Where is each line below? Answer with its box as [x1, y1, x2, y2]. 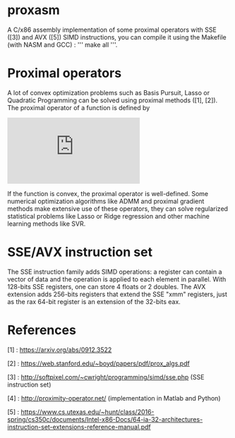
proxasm [7, 2, 60, 18]
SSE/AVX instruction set [7, 244, 153, 260]
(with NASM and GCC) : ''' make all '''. [7, 40, 118, 49]
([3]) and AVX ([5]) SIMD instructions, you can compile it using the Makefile [7, 32, 227, 41]
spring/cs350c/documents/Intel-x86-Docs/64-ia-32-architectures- [7, 415, 203, 423]
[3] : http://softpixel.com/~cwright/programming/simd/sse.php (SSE [7, 372, 205, 381]
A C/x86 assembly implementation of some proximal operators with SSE [7, 25, 217, 34]
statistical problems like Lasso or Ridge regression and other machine [7, 212, 210, 220]
